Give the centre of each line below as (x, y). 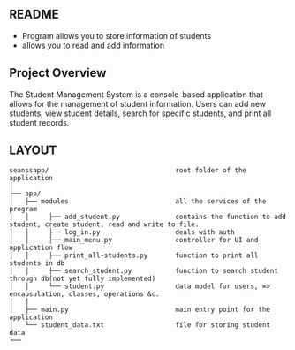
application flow (41, 248)
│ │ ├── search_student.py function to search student (144, 271)
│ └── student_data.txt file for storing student (140, 325)
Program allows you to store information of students (117, 35)
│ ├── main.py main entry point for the (140, 310)
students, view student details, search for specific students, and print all (140, 113)
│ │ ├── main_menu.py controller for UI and (134, 240)
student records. (39, 122)
